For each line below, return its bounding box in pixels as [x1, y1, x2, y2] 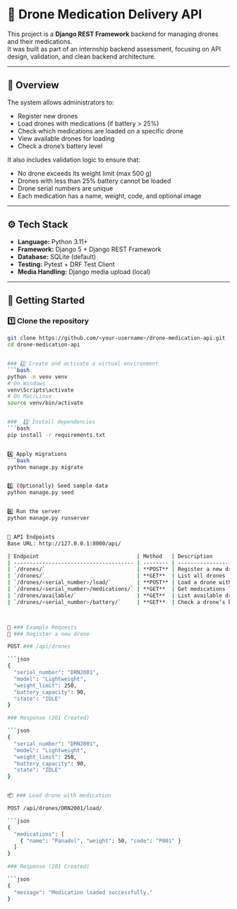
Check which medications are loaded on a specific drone [17, 126, 183, 135]
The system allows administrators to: [7, 98, 114, 107]
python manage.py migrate [7, 464, 83, 471]
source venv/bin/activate [7, 399, 83, 407]
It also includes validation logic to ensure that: [7, 155, 141, 164]
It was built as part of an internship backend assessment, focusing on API [7, 44, 221, 53]
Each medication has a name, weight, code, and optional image [17, 191, 202, 200]
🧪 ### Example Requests [7, 624, 78, 631]
